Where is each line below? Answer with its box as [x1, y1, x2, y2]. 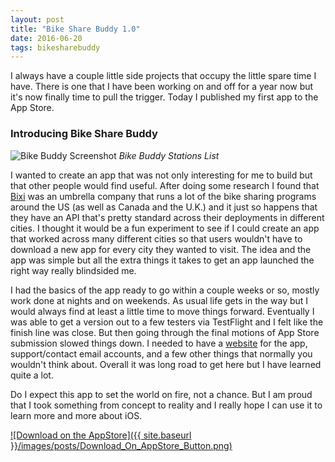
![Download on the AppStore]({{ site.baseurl [10, 429, 192, 441]
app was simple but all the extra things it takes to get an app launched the [10, 254, 315, 266]
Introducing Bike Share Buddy [10, 127, 158, 141]
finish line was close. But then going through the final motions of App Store [10, 326, 320, 338]
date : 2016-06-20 [10, 33, 83, 43]
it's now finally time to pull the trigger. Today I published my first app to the [10, 91, 319, 103]
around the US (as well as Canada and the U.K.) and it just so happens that [10, 201, 318, 213]
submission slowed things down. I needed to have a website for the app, [10, 337, 308, 349]
